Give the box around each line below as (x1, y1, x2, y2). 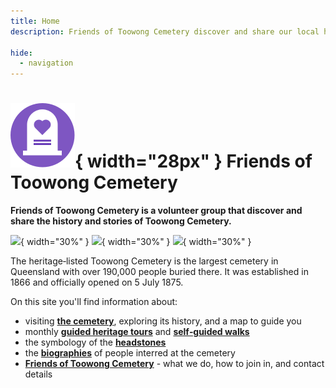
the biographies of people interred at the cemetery (24, 347, 236, 359)
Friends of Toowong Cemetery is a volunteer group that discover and (10, 205, 303, 217)
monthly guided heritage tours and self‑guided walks (24, 326, 250, 338)
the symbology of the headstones (24, 336, 167, 349)
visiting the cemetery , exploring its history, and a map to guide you (24, 315, 302, 327)
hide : (10, 48, 33, 58)
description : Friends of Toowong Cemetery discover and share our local (10, 26, 320, 37)
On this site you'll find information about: (10, 296, 178, 308)
